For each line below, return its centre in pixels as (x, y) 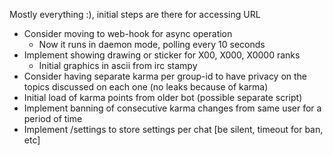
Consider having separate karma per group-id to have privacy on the (165, 76)
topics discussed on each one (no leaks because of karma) (146, 87)
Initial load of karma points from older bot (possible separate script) (163, 97)
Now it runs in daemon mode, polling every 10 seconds (152, 44)
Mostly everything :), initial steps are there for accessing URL (135, 14)
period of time (53, 118)
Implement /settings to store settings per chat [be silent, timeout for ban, (173, 129)
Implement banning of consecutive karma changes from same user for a (172, 108)
